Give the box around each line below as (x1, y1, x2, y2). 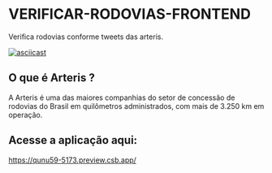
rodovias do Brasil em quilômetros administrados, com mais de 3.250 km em (8, 101, 265, 110)
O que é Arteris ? (8, 71, 95, 85)
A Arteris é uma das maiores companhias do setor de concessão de (8, 93, 235, 102)
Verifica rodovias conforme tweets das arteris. (8, 32, 164, 41)
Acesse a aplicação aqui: (8, 133, 138, 147)
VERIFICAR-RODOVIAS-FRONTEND (8, 5, 252, 24)
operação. (8, 110, 43, 119)
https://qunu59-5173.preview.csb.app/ (8, 155, 136, 165)
